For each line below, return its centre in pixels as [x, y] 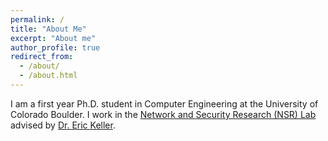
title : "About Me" [48, 29]
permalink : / [37, 19]
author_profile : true [55, 47]
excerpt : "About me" [53, 38]
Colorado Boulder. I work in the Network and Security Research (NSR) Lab [163, 114]
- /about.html [48, 76]
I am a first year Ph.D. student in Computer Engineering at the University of [164, 103]
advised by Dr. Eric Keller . [63, 125]
